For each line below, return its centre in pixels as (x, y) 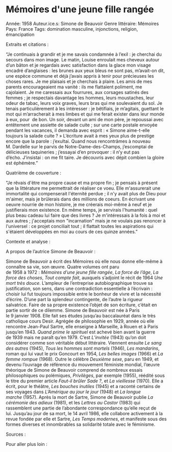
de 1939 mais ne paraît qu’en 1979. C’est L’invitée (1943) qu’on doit (76, 337)
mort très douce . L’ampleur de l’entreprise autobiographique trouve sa (79, 283)
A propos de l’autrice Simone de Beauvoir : (51, 251)
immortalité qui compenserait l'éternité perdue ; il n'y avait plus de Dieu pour (86, 193)
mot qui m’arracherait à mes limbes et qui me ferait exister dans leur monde (85, 114)
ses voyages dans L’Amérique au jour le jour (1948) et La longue (73, 392)
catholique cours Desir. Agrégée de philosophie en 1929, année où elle (80, 321)
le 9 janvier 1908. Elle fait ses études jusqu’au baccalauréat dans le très (81, 315)
